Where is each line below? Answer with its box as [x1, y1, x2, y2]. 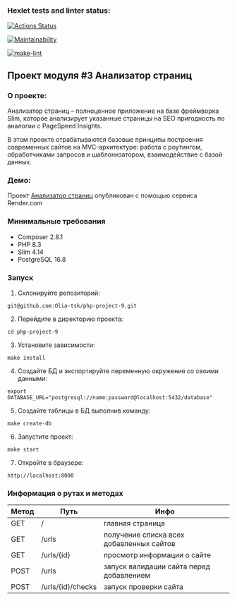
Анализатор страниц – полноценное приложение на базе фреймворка [7, 107, 219, 115]
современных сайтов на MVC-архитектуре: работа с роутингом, [7, 142, 202, 151]
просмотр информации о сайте [103, 550, 212, 560]
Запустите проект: [17, 432, 73, 441]
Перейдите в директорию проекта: [17, 315, 123, 323]
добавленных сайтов [103, 539, 176, 549]
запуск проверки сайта [103, 582, 183, 592]
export [7, 387, 27, 395]
